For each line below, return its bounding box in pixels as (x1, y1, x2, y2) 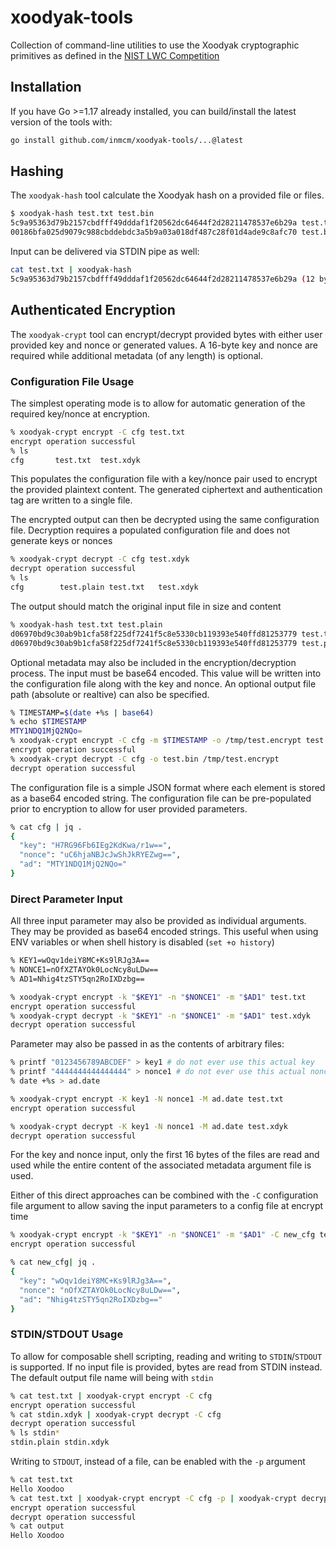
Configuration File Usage (10, 374, 135, 388)
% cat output (10, 1521, 65, 1531)
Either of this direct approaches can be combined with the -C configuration (10, 1189, 319, 1201)
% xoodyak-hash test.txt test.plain (10, 619, 163, 630)
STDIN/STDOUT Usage (10, 1327, 124, 1341)
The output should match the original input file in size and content (10, 600, 282, 612)
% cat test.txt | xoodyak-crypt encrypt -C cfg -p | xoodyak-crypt (10, 1493, 298, 1503)
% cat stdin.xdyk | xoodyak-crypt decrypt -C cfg (10, 1409, 222, 1420)
